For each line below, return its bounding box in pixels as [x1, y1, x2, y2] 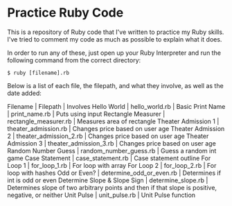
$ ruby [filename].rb [7, 69, 70, 76]
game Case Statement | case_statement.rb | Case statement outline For [7, 154, 211, 162]
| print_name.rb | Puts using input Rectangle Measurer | [7, 110, 166, 118]
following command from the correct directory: [7, 55, 141, 64]
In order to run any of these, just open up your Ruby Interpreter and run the [7, 49, 222, 57]
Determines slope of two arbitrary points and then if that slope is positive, [7, 183, 217, 191]
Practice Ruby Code [7, 5, 124, 21]
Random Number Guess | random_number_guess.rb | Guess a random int [7, 146, 217, 155]
